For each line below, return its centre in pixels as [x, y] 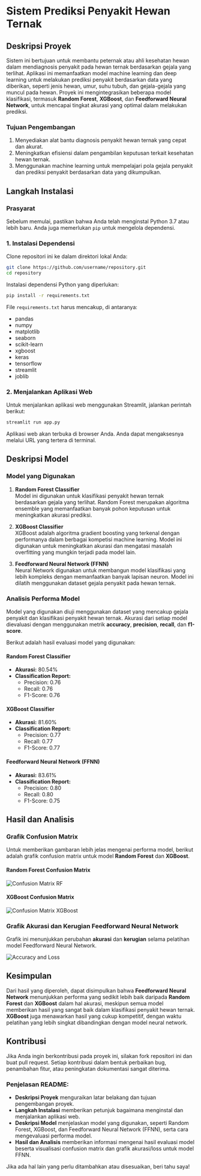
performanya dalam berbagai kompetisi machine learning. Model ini [98, 539]
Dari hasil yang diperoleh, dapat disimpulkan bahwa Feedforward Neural [96, 990]
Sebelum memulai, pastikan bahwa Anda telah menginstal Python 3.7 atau [97, 221]
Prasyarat [21, 208]
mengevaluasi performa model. [53, 1136]
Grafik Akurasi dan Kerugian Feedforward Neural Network [92, 926]
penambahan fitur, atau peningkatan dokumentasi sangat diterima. [88, 1068]
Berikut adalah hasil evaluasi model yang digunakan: [71, 642]
